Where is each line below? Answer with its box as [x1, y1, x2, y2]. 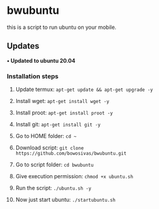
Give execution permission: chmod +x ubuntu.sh [15, 173, 134, 180]
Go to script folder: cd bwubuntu [15, 161, 94, 169]
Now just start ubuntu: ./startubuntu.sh [15, 196, 116, 204]
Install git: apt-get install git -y [15, 121, 101, 128]
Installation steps [7, 72, 59, 80]
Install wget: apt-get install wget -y [15, 98, 110, 105]
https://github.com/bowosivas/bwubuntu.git [15, 151, 127, 157]
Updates [7, 41, 40, 51]
